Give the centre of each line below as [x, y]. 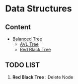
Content [18, 27]
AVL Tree [29, 44]
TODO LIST [23, 65]
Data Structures [39, 9]
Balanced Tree [27, 39]
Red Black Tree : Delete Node [43, 77]
